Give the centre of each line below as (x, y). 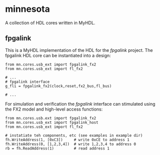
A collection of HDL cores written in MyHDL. (50, 23)
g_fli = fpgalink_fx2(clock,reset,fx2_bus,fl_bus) (58, 86)
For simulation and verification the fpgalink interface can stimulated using (80, 104)
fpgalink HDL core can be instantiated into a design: (58, 55)
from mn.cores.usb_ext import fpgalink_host (52, 122)
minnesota (28, 9)
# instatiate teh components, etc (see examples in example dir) (74, 135)
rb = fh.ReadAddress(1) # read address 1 (57, 148)
